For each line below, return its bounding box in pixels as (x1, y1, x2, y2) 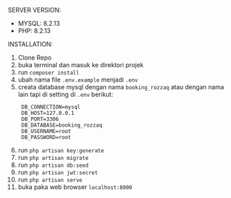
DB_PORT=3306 (21, 116, 59, 123)
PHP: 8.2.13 (17, 27, 51, 35)
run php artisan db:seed (17, 161, 89, 169)
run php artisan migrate (17, 154, 89, 161)
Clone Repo (17, 53, 52, 62)
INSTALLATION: (8, 40, 53, 48)
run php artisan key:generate (17, 146, 105, 154)
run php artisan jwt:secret (17, 168, 99, 176)
